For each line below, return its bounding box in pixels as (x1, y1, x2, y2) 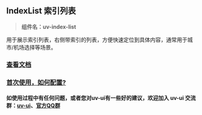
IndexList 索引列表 (6, 5, 76, 16)
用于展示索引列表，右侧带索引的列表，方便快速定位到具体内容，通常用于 (6, 36, 187, 43)
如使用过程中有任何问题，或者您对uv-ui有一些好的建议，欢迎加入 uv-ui (6, 94, 184, 102)
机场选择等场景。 (13, 43, 57, 51)
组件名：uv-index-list (21, 23, 77, 30)
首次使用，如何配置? (6, 78, 66, 86)
